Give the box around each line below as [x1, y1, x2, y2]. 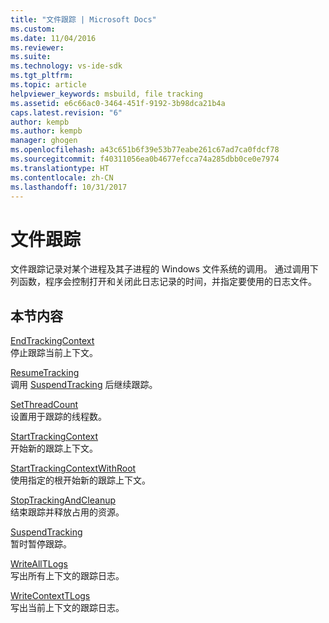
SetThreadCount [10, 399, 79, 411]
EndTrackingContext [10, 335, 95, 347]
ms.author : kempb [10, 126, 83, 136]
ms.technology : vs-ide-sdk [10, 61, 123, 71]
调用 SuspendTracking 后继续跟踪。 [10, 379, 158, 391]
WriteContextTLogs [10, 590, 91, 602]
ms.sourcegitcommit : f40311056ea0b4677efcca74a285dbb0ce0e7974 [10, 154, 280, 164]
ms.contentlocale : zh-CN [10, 172, 114, 183]
